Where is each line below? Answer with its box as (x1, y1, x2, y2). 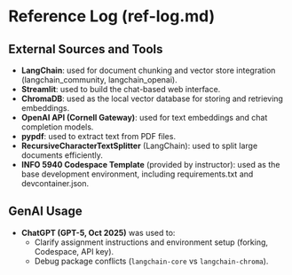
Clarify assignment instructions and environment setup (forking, (34, 237, 268, 247)
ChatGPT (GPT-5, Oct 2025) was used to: (20, 227, 176, 238)
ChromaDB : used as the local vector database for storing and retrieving (20, 93, 283, 104)
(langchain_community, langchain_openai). (20, 75, 178, 85)
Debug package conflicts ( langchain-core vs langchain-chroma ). (34, 255, 269, 266)
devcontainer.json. (20, 178, 90, 188)
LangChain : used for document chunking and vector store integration (20, 65, 276, 75)
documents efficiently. (20, 150, 104, 161)
